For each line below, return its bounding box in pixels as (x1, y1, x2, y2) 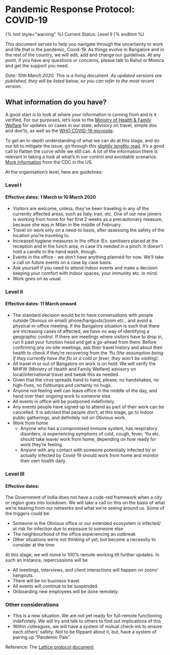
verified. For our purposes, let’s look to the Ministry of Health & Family (5, 117, 151, 123)
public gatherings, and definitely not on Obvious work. (12, 415, 126, 420)
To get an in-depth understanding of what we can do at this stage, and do (5, 137, 160, 143)
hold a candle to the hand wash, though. (12, 248, 97, 254)
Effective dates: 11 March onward (5, 301, 77, 307)
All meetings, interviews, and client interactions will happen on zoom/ (12, 567, 158, 573)
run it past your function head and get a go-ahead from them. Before (12, 339, 157, 345)
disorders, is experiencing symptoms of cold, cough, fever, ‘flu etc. (20, 431, 160, 437)
